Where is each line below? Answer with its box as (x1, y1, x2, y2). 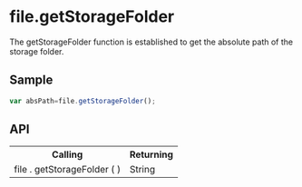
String (129, 163, 156, 176)
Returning (129, 148, 174, 161)
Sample (9, 73, 54, 88)
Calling (51, 148, 83, 161)
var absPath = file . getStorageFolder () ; (9, 96, 156, 105)
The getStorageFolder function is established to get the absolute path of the (9, 36, 293, 47)
